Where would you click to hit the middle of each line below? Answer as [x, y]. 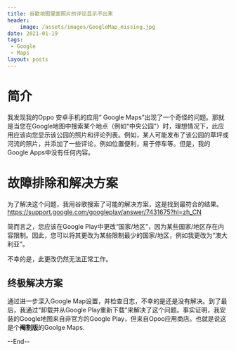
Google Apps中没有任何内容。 [51, 152]
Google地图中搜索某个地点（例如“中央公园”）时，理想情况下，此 [125, 126]
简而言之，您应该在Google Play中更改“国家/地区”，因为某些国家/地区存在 [113, 226]
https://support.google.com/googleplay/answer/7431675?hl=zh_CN [105, 212]
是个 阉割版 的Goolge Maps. [46, 328]
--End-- [19, 342]
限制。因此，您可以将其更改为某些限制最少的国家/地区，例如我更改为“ [114, 235]
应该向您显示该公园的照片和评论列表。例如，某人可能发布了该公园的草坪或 [121, 135]
